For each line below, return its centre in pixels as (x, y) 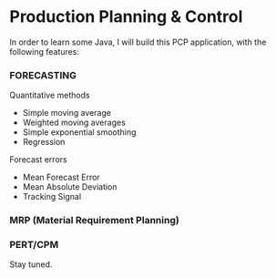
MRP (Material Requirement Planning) (94, 221)
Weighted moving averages (74, 123)
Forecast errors (38, 160)
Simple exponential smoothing (79, 132)
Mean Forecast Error (61, 177)
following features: (45, 51)
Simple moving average (67, 113)
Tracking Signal (52, 197)
